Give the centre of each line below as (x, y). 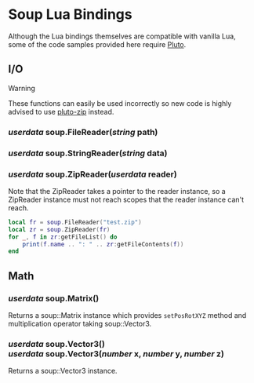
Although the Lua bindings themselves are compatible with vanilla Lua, (122, 36)
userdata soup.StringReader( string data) (88, 153)
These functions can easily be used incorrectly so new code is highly (120, 103)
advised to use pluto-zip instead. (61, 111)
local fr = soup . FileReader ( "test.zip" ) (75, 222)
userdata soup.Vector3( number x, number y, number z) (116, 353)
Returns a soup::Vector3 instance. (63, 371)
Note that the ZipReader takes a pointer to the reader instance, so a (117, 191)
